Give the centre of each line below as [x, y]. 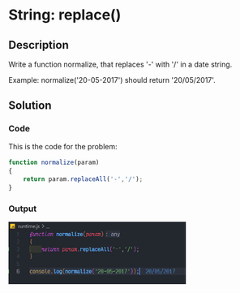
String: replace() [65, 15]
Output [23, 209]
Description [39, 45]
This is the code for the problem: [63, 146]
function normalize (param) [54, 162]
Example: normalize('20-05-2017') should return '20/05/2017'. [112, 80]
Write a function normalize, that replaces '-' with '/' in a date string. [120, 64]
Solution [30, 106]
